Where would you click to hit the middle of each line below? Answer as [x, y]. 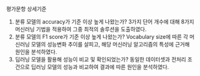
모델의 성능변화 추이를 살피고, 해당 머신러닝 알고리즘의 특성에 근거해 [111, 44]
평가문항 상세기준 [26, 9]
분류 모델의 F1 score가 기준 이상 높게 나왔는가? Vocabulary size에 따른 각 [102, 37]
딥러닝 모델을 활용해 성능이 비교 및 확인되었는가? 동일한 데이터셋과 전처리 [100, 59]
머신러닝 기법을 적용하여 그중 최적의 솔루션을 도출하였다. [81, 29]
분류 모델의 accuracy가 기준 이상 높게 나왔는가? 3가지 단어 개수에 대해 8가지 [105, 22]
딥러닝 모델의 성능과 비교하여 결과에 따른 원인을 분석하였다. [100, 67]
